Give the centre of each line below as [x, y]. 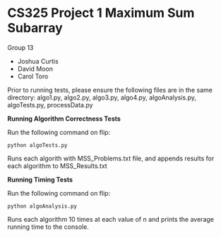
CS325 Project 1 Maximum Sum [101, 13]
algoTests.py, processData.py [50, 105]
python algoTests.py [38, 145]
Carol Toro [33, 76]
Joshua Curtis [38, 61]
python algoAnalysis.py [42, 206]
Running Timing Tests [40, 179]
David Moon [35, 69]
